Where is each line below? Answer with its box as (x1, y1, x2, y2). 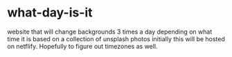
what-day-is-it (7, 5, 93, 21)
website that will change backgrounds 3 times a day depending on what (7, 27, 213, 36)
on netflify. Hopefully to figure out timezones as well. (7, 42, 158, 50)
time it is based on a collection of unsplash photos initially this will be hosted (7, 34, 225, 43)
